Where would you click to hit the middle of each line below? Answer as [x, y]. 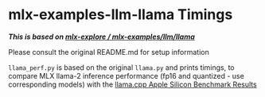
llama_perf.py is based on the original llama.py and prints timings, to [121, 67]
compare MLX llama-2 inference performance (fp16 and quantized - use [126, 76]
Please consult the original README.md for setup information [109, 52]
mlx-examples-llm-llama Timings [121, 15]
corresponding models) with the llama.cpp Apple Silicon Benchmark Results [132, 84]
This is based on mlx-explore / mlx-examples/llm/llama [101, 37]
